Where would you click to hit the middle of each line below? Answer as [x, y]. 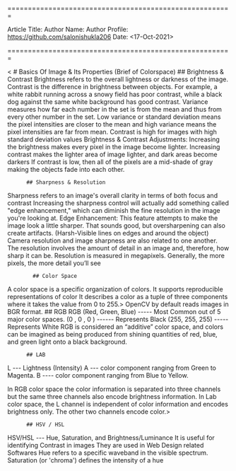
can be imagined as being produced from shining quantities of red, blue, [112, 334]
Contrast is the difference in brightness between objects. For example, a [112, 87]
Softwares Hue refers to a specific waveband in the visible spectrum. [108, 453]
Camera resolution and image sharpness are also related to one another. [112, 240]
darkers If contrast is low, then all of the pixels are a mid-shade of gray [110, 162]
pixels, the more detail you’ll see [54, 263]
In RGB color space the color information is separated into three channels [114, 389]
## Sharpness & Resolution [66, 182]
